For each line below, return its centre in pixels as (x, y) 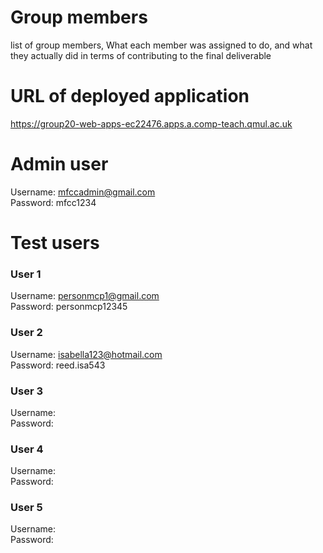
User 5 (26, 508)
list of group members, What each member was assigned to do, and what (161, 45)
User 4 (27, 449)
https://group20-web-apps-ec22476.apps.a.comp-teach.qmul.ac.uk (151, 123)
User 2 (26, 333)
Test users (55, 243)
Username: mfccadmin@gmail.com (83, 192)
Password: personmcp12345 (69, 307)
